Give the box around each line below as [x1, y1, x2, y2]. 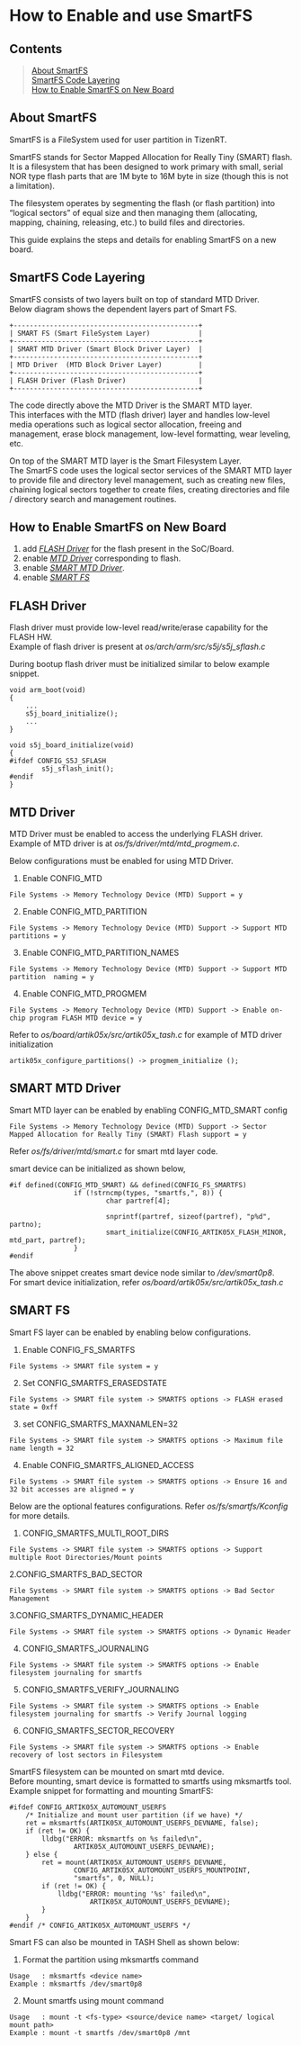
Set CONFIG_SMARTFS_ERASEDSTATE [22, 1377, 168, 1388]
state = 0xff [9, 1402, 58, 1411]
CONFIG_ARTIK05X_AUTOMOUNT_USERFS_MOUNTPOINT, [73, 1865, 252, 1875]
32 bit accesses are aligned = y [9, 1484, 135, 1494]
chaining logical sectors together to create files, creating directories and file [9, 483, 290, 495]
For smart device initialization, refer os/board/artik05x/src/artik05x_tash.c [9, 1276, 284, 1287]
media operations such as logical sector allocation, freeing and [9, 419, 243, 429]
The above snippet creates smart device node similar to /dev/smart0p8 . [9, 1266, 275, 1278]
